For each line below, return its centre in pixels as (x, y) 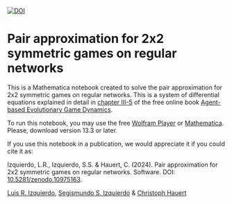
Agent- (210, 102)
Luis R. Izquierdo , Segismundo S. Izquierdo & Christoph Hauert (97, 193)
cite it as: (20, 151)
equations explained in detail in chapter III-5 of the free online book (103, 102)
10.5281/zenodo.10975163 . (45, 179)
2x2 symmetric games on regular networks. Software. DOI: (91, 172)
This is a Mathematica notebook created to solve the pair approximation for (115, 87)
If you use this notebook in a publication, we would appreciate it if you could (116, 144)
